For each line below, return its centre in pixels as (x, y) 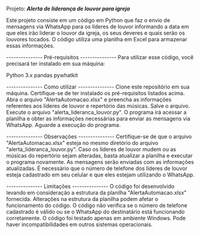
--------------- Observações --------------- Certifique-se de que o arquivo (99, 136)
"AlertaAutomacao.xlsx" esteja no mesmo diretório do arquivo (82, 143)
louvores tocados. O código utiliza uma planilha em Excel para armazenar (97, 39)
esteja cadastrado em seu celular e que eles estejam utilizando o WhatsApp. (100, 175)
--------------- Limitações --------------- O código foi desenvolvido (90, 186)
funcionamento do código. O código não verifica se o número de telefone (97, 205)
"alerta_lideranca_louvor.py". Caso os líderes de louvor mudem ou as (91, 149)
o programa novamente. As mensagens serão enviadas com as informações (100, 162)
